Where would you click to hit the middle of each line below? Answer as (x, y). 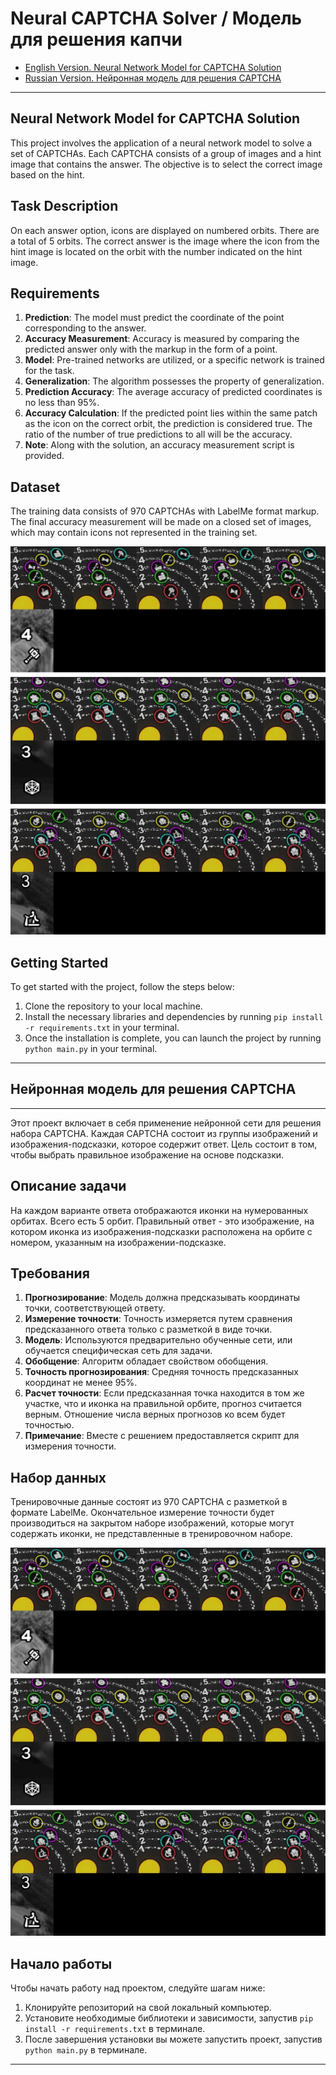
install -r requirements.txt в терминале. (115, 2028)
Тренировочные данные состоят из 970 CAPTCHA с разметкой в (149, 1502)
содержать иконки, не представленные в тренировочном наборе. (151, 1534)
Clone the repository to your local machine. (113, 1006)
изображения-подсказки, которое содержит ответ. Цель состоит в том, (164, 1144)
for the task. (49, 371)
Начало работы (61, 1963)
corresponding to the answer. (85, 328)
